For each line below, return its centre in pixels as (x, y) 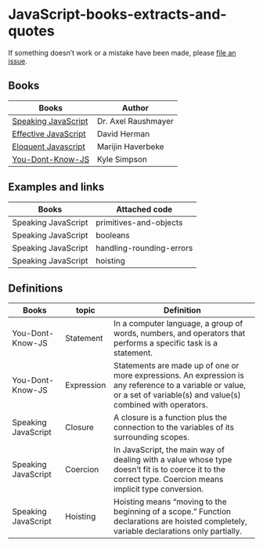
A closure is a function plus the (170, 418)
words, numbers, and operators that (179, 333)
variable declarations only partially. (178, 531)
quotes (31, 31)
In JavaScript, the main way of (169, 450)
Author (135, 107)
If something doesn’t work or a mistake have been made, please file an (122, 53)
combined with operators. (161, 405)
